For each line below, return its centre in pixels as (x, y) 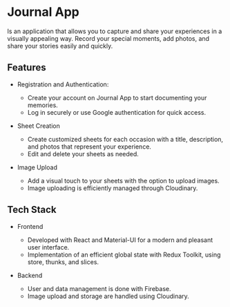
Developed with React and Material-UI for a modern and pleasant (120, 240)
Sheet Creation (38, 126)
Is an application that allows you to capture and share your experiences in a (115, 31)
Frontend (30, 226)
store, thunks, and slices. (63, 262)
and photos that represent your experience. (89, 147)
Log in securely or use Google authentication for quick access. (117, 112)
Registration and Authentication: (63, 84)
